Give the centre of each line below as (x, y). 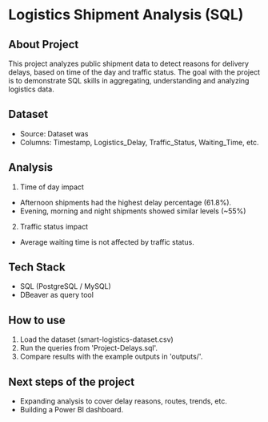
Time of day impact (52, 187)
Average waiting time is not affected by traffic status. (107, 241)
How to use (37, 320)
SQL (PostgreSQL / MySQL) (66, 286)
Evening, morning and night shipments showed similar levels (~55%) (133, 211)
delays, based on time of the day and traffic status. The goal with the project (134, 72)
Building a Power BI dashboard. (72, 410)
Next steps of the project (71, 381)
